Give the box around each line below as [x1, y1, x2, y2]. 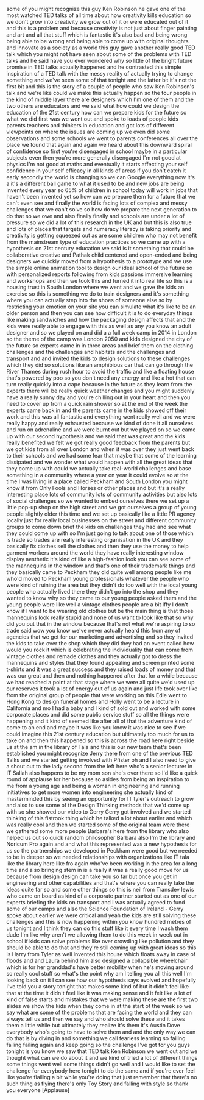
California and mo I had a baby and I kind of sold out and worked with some [6, 704, 196, 712]
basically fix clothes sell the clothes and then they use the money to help [6, 542, 189, 550]
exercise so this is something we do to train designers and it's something [6, 290, 189, 297]
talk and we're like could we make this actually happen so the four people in [6, 90, 197, 96]
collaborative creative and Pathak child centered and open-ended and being [6, 251, 198, 258]
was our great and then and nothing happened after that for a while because [6, 672, 198, 679]
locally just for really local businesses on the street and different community [6, 517, 197, 523]
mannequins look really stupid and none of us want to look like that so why [6, 614, 194, 621]
